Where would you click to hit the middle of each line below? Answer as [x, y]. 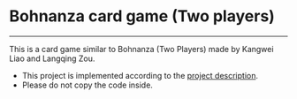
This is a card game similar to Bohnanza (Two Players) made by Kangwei [141, 49]
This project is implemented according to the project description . [140, 75]
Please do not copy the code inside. [87, 85]
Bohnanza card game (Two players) [142, 16]
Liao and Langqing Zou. [52, 58]
